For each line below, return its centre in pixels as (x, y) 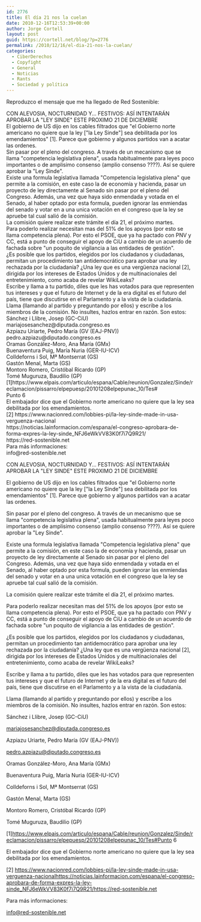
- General (24, 68)
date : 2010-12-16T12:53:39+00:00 (48, 23)
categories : (21, 51)
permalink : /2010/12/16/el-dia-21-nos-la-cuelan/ (70, 46)
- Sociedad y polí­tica (40, 85)
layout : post (22, 34)
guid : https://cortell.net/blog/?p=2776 (58, 40)
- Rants (21, 79)
